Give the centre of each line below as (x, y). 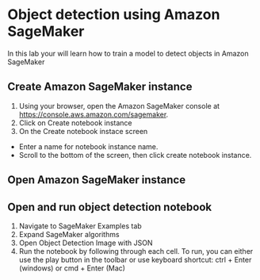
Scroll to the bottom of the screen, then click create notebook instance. (135, 155)
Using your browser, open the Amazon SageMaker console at (119, 105)
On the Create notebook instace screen (83, 131)
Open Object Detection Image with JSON (86, 243)
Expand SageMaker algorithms (69, 234)
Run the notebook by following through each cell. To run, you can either (136, 251)
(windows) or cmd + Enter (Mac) (72, 268)
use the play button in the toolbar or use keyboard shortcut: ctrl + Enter (135, 259)
